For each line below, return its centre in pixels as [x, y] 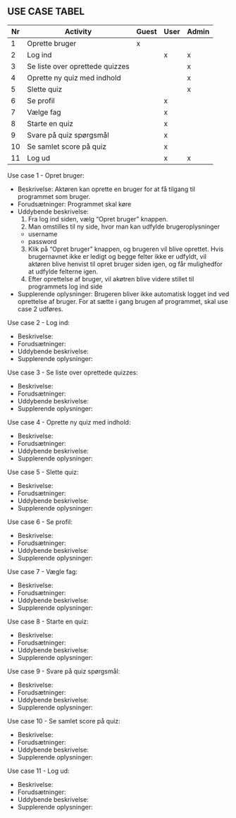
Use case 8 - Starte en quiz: [48, 621]
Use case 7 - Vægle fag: [42, 571]
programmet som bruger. [54, 196]
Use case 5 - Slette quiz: [43, 472]
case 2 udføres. [40, 309]
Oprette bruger [52, 43]
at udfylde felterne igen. [63, 271]
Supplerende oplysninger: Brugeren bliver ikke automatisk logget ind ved [123, 294]
